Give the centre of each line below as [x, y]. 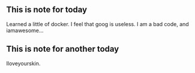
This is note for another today [63, 49]
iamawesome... [25, 30]
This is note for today [47, 10]
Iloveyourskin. [23, 63]
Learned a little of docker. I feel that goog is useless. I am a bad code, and [97, 24]
